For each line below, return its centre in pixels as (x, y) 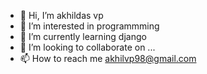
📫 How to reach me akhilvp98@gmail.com (108, 58)
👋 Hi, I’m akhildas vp (61, 15)
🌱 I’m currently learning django (83, 36)
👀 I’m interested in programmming (89, 26)
